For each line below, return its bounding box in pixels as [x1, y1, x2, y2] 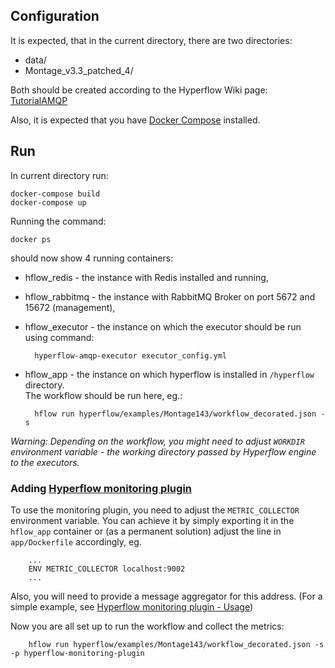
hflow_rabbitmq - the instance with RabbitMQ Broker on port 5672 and [24, 290, 316, 303]
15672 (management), [24, 301, 116, 313]
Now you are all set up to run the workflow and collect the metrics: [10, 620, 285, 632]
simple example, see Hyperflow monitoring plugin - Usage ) [10, 600, 254, 613]
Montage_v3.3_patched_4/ [24, 64, 134, 76]
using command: [24, 331, 95, 343]
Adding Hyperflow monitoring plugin [10, 481, 193, 495]
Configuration [10, 8, 100, 25]
